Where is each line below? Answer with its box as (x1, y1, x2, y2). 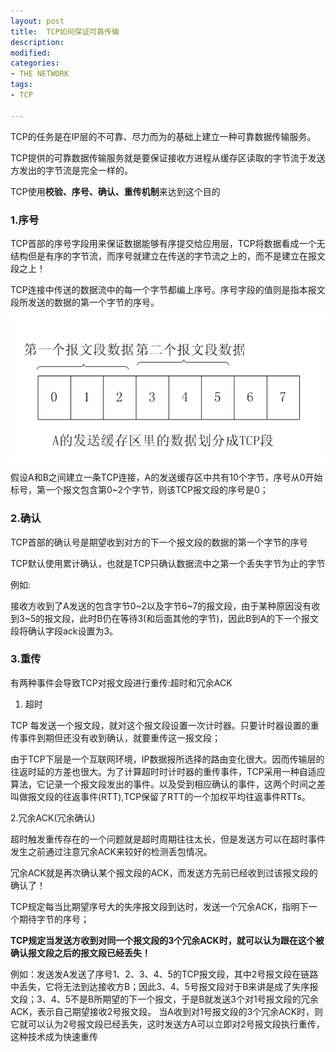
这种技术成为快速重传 (10, 1030, 98, 1042)
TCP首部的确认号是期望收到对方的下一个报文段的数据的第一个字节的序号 (10, 536, 308, 548)
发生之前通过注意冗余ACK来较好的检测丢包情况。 (10, 845, 213, 857)
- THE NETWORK (10, 69, 70, 79)
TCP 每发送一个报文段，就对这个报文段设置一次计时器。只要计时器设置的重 (10, 719, 320, 731)
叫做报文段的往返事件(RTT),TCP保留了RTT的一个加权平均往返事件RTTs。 (10, 790, 311, 802)
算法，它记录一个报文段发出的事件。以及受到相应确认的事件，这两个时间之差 (10, 778, 326, 790)
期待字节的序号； (18, 913, 90, 925)
